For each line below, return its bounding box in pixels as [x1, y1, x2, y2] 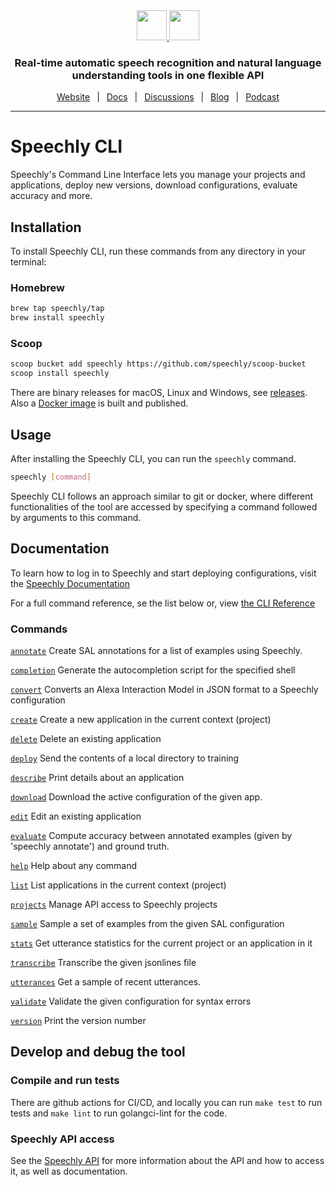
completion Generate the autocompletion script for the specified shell [10, 664, 296, 676]
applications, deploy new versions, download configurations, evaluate [10, 179, 298, 191]
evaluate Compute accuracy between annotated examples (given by [10, 829, 293, 841]
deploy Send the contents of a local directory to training [10, 752, 240, 764]
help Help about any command [10, 859, 138, 871]
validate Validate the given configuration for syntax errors [10, 995, 252, 1007]
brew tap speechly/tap [10, 304, 105, 314]
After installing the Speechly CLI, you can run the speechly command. [10, 452, 297, 464]
